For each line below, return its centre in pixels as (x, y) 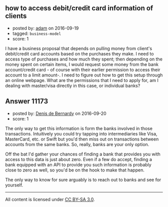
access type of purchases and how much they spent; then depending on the (84, 59)
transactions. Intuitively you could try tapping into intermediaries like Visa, (81, 133)
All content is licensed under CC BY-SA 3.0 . (50, 199)
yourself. (14, 185)
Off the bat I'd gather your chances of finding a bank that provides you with (83, 154)
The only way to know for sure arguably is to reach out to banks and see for (83, 179)
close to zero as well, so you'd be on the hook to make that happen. (75, 170)
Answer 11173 (27, 101)
